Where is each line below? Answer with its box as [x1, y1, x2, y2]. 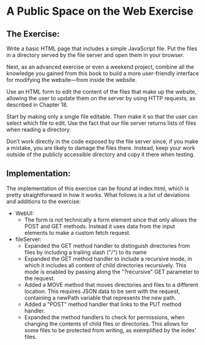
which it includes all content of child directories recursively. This [24, 261, 187, 269]
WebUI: [15, 209, 34, 217]
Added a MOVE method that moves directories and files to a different [24, 281, 199, 288]
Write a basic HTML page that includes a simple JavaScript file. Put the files [6, 45, 198, 52]
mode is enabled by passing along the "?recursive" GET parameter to [24, 268, 199, 275]
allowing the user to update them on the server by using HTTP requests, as [6, 95, 196, 102]
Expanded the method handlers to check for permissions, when [24, 313, 185, 321]
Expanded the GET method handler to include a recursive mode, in [24, 255, 193, 262]
